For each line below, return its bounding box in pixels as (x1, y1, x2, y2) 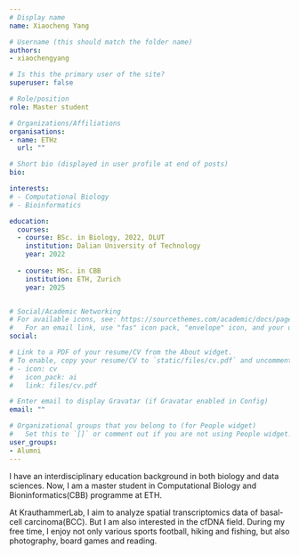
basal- (259, 507, 284, 518)
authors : (9, 45, 42, 54)
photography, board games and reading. (9, 535, 158, 546)
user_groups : (9, 437, 58, 446)
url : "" (17, 143, 46, 152)
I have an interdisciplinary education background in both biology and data (9, 470, 279, 481)
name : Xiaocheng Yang (9, 21, 90, 30)
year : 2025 (25, 282, 66, 292)
